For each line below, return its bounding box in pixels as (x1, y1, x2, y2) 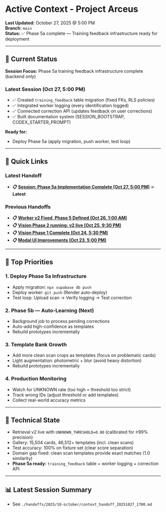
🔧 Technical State (5, 416, 60, 424)
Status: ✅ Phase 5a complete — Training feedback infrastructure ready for (5, 30, 158, 36)
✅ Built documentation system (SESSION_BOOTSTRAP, (12, 114, 125, 120)
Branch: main (5, 25, 32, 31)
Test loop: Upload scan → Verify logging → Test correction (12, 295, 132, 301)
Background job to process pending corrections (12, 318, 110, 324)
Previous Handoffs (5, 203, 51, 210)
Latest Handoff (5, 172, 42, 179)
